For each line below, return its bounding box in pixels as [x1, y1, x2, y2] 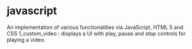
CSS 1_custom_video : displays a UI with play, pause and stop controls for [7, 30, 186, 37]
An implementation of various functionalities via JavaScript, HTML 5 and [7, 24, 184, 31]
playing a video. [7, 36, 46, 43]
